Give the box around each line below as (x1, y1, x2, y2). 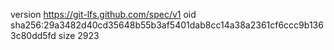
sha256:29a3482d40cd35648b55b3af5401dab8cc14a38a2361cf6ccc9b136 (10, 19, 324, 31)
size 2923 (58, 30, 100, 41)
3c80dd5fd (10, 30, 57, 41)
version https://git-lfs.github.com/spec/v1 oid (10, 9, 197, 20)
